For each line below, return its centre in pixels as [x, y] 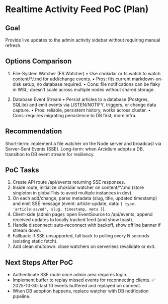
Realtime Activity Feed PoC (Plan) [77, 9]
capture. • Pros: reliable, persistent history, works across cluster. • [81, 110]
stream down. [27, 230]
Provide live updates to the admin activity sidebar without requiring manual [83, 40]
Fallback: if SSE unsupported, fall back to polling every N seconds [81, 236]
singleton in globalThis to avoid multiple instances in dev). [72, 193]
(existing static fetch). [35, 241]
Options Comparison [38, 61]
